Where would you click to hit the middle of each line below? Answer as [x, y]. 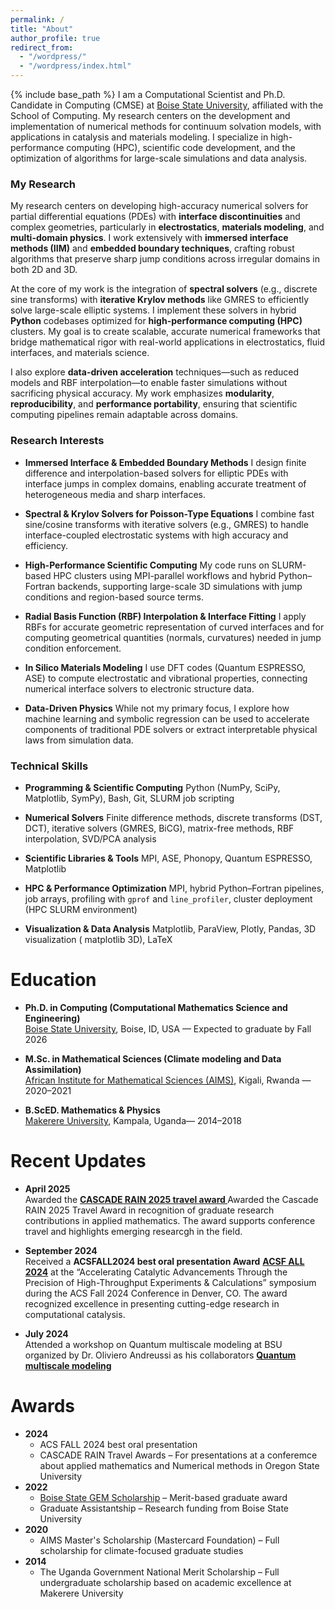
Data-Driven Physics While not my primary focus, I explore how [157, 708]
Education [53, 980]
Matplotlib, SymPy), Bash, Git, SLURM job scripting [129, 798]
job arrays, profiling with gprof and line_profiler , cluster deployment [168, 898]
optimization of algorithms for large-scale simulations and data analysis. [159, 158]
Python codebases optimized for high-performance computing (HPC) [156, 321]
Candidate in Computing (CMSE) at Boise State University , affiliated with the [167, 105]
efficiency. [46, 545]
